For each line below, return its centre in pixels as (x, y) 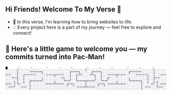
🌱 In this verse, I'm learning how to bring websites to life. (72, 21)
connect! (22, 33)
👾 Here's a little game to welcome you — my (76, 49)
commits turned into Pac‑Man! (55, 57)
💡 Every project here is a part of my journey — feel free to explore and (87, 27)
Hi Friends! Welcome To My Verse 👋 (63, 9)
